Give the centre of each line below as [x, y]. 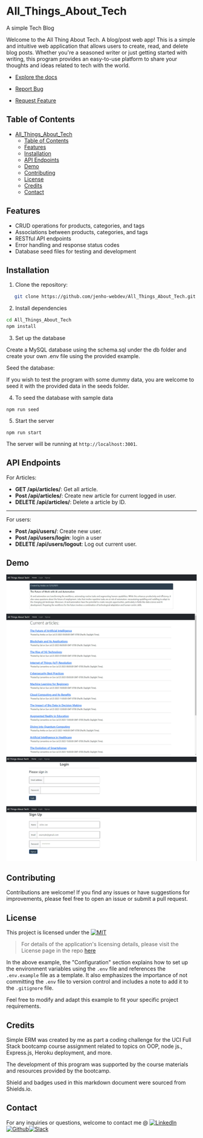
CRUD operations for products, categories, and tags [80, 226]
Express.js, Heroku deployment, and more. [59, 1052]
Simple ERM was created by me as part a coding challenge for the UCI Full [99, 1039]
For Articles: [21, 477]
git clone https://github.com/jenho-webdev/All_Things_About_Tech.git [105, 297]
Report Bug [29, 88]
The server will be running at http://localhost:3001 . [72, 444]
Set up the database [40, 338]
